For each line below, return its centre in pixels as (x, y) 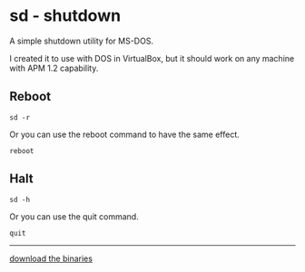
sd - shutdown (65, 16)
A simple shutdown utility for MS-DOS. (82, 41)
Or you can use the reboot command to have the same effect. (125, 134)
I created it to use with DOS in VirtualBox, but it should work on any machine (152, 58)
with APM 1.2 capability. (54, 68)
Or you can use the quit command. (74, 216)
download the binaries (51, 258)
